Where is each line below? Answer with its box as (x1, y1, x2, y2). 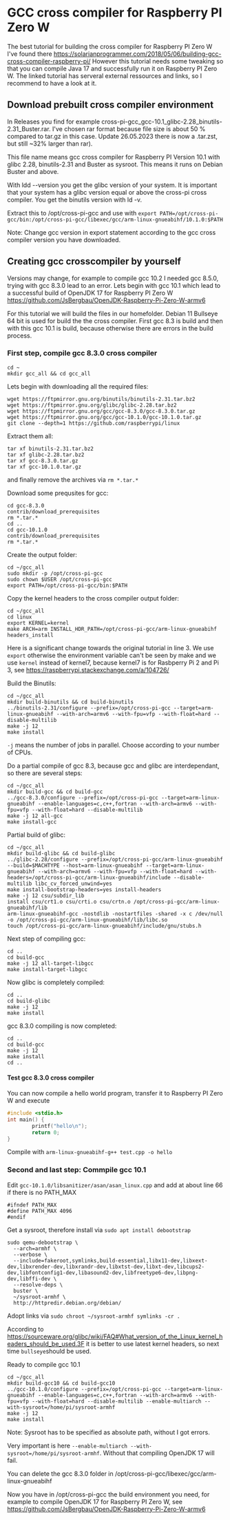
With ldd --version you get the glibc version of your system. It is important (7, 181, 218, 189)
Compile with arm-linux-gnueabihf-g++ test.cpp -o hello (7, 1148, 173, 1156)
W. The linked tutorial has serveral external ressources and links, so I (7, 71, 202, 80)
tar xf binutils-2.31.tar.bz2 (7, 445, 94, 452)
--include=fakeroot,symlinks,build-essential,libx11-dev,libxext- (13, 1257, 208, 1264)
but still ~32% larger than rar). (7, 139, 93, 148)
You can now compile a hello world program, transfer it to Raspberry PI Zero (7, 1089, 223, 1098)
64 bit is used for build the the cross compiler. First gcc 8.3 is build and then (7, 316, 224, 325)
